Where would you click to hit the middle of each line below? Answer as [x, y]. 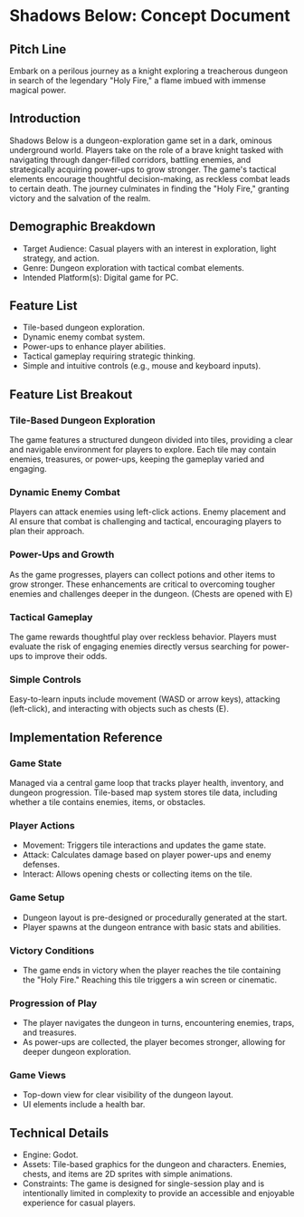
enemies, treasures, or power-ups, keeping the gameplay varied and [137, 459]
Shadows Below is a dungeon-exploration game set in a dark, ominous [141, 140]
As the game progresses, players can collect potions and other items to [142, 574]
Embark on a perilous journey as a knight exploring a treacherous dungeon [148, 71]
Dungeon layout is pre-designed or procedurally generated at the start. [155, 917]
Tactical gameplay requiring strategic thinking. [109, 356]
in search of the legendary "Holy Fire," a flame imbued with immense [138, 81]
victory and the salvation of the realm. [80, 198]
